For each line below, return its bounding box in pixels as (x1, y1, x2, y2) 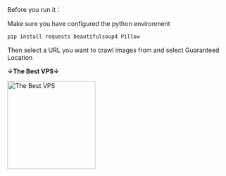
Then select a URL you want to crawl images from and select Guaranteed (7, 46, 220, 54)
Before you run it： (7, 6, 62, 13)
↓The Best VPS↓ (7, 67, 60, 75)
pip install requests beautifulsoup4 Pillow (7, 33, 140, 40)
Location (7, 53, 33, 61)
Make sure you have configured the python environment (7, 20, 170, 27)
